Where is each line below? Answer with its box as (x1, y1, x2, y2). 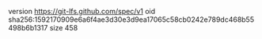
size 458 (49, 23, 78, 32)
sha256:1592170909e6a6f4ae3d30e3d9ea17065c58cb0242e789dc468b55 (8, 15, 255, 24)
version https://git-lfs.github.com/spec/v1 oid (8, 7, 156, 16)
